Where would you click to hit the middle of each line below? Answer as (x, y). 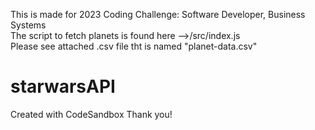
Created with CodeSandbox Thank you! (91, 114)
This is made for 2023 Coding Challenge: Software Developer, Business (158, 14)
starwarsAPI (63, 86)
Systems (28, 25)
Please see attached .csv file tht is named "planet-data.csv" (134, 46)
